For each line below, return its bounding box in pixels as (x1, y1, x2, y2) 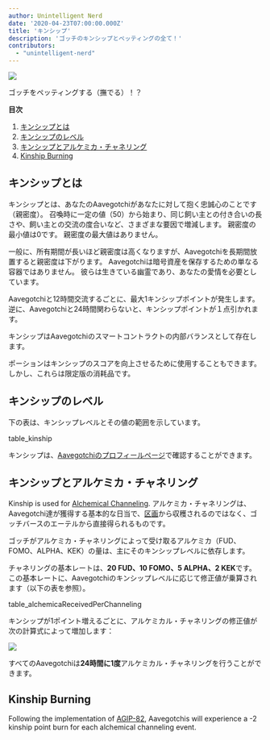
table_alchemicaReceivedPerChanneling (8, 600, 143, 609)
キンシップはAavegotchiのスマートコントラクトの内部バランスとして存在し (8, 331, 257, 341)
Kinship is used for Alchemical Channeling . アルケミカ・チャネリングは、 (8, 499, 251, 509)
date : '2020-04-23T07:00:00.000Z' (8, 19, 125, 27)
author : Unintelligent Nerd (8, 11, 103, 20)
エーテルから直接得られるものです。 (50, 519, 170, 529)
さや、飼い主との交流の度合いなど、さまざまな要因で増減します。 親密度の (8, 219, 256, 229)
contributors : (8, 42, 56, 50)
